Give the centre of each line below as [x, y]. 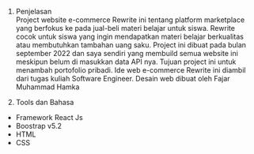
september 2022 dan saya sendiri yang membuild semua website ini [127, 53]
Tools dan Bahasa [45, 102]
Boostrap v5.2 [38, 126]
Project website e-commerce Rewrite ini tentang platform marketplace [130, 20]
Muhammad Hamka [47, 87]
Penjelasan [34, 11]
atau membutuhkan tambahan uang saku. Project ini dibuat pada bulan [131, 45]
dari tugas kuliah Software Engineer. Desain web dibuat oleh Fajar [123, 79]
